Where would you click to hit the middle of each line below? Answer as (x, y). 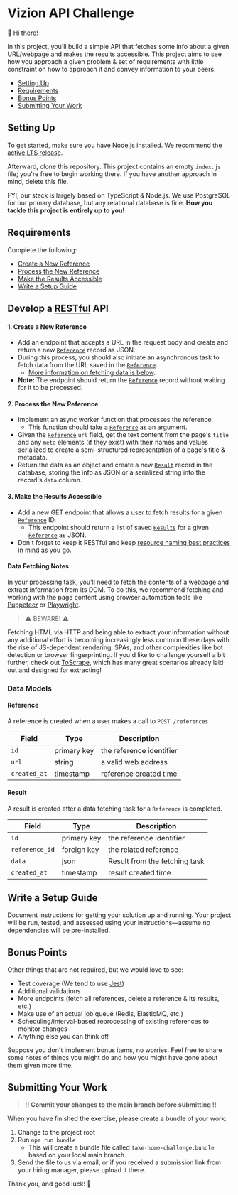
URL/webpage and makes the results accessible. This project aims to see (115, 54)
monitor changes (42, 1029)
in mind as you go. (45, 550)
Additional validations (49, 991)
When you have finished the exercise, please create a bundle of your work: (117, 1118)
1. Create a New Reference (47, 326)
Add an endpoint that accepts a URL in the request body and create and (123, 342)
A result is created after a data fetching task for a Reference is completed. (115, 809)
